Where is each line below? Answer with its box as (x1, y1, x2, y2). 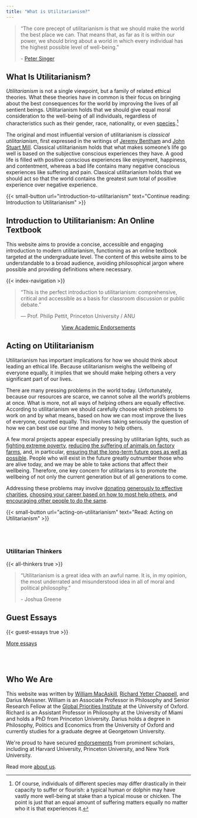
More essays (6, 640, 38, 647)
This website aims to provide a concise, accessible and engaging (6, 241, 164, 248)
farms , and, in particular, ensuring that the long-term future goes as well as (6, 448, 188, 455)
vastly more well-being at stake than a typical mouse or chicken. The (14, 792, 182, 799)
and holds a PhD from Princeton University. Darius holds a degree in (6, 715, 171, 722)
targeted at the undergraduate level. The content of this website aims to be (6, 253, 187, 260)
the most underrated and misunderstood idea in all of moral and (20, 578, 175, 586)
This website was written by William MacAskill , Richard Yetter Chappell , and (6, 690, 189, 697)
